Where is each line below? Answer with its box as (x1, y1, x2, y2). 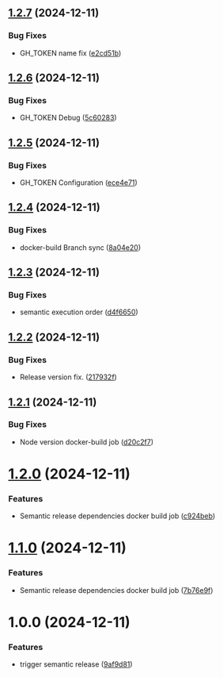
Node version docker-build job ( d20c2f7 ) (19, 437, 154, 447)
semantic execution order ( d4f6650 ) (19, 307, 138, 317)
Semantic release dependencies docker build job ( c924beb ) (19, 511, 216, 521)
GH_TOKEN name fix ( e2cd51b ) (19, 48, 122, 58)
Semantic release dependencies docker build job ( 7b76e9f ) (19, 585, 214, 594)
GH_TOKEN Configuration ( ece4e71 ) (19, 178, 138, 187)
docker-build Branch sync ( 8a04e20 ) (19, 242, 141, 252)
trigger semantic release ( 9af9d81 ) (19, 660, 133, 669)
